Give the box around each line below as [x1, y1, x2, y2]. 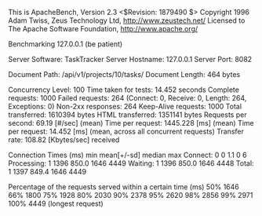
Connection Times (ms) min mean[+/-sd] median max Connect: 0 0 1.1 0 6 [8, 150, 247, 159]
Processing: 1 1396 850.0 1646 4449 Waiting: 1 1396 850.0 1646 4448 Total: [8, 159, 254, 168]
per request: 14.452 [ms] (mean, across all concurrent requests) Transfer [8, 126, 245, 136]
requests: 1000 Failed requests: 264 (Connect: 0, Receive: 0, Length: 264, [8, 93, 247, 102]
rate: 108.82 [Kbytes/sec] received [8, 135, 120, 145]
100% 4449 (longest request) [8, 199, 104, 208]
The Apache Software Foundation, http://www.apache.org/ [8, 24, 198, 33]
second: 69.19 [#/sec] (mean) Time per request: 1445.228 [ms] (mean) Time [8, 119, 255, 127]
